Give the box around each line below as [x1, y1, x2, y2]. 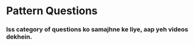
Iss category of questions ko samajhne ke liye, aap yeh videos [6, 25, 189, 34]
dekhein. [6, 33, 33, 41]
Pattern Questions [6, 4, 98, 18]
